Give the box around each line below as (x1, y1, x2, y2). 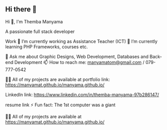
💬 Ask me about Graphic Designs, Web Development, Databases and (5, 53, 149, 59)
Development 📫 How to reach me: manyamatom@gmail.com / (14, 59, 145, 65)
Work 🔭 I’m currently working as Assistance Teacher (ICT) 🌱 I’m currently (5, 38, 158, 44)
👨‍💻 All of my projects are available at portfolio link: (5, 76, 110, 82)
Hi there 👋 (5, 5, 37, 14)
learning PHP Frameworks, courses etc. (5, 44, 88, 50)
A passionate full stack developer (5, 28, 75, 35)
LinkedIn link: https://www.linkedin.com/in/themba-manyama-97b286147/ (5, 91, 159, 97)
